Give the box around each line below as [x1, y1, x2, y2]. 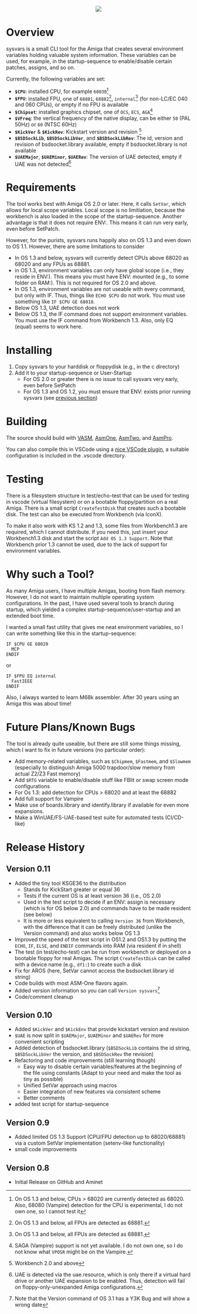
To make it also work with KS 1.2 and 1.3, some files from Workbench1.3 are [6, 522, 188, 529]
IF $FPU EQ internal [6, 673, 57, 679]
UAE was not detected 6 [14, 159, 72, 168]
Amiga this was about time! [6, 700, 72, 707]
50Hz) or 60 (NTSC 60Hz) [14, 121, 77, 128]
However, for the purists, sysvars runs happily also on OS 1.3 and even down [6, 237, 192, 244]
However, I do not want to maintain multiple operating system [6, 593, 154, 600]
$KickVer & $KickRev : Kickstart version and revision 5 [14, 127, 142, 135]
